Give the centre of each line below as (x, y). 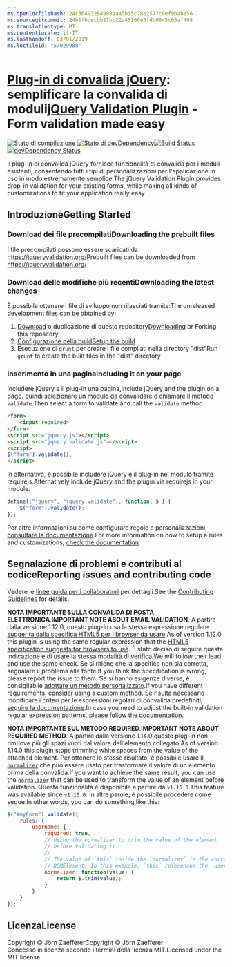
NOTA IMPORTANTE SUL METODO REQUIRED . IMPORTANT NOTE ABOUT (113, 728)
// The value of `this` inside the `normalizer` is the (126, 859)
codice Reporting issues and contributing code (109, 575)
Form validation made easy (86, 124)
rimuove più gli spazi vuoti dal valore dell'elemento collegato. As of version (113, 743)
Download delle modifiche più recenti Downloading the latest (111, 282)
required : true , (67, 834)
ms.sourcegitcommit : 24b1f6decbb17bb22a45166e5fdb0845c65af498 (100, 20)
